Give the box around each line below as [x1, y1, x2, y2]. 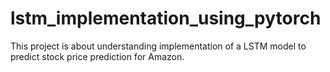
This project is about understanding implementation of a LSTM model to [10, 40, 307, 52]
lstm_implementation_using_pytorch [10, 7, 322, 30]
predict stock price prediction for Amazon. [10, 50, 185, 62]
